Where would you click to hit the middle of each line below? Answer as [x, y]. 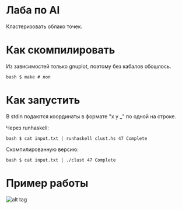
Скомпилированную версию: [42, 149]
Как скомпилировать [61, 50]
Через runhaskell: [28, 128]
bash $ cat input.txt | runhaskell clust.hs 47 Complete [77, 138]
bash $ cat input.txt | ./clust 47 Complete [61, 160]
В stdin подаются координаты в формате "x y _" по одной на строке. [91, 116]
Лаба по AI [33, 10]
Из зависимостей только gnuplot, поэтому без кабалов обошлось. [89, 66]
